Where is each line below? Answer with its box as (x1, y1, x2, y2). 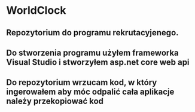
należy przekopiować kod (6, 96, 103, 107)
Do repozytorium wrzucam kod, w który (6, 77, 157, 87)
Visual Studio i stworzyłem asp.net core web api (6, 57, 190, 67)
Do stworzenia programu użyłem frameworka (6, 47, 179, 57)
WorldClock (6, 4, 67, 17)
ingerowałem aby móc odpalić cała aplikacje (6, 87, 175, 97)
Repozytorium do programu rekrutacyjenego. (6, 28, 179, 38)
